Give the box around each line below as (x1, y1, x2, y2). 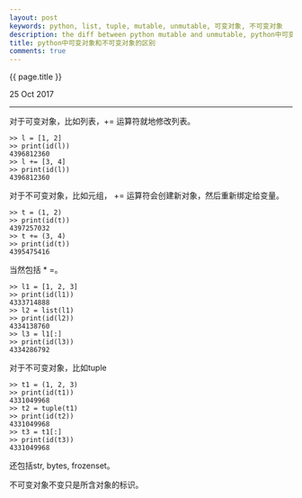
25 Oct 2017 (9, 89, 54, 100)
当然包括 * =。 (9, 265, 63, 276)
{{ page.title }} (9, 71, 63, 82)
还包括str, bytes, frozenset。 (9, 460, 115, 471)
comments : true (9, 47, 67, 56)
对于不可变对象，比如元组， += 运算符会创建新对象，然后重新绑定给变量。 (9, 190, 285, 201)
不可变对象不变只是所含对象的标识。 (9, 479, 144, 491)
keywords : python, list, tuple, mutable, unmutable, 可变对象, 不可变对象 (9, 22, 283, 31)
